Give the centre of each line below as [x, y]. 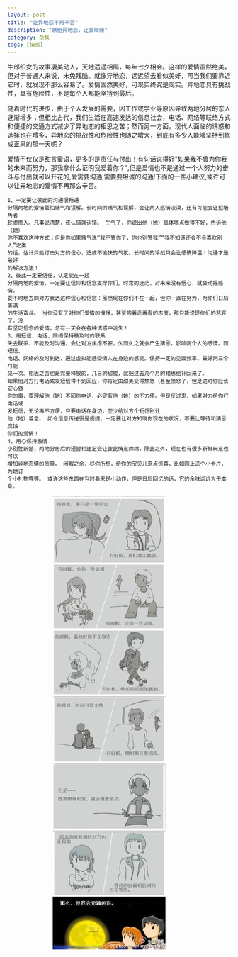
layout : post [27, 15]
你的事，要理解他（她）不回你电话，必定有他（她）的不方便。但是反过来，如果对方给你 [115, 396]
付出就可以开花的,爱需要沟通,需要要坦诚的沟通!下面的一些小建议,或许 [119, 177]
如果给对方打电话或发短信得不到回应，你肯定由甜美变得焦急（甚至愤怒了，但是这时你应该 [118, 381]
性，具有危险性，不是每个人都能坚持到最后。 [73, 94]
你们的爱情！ [23, 434]
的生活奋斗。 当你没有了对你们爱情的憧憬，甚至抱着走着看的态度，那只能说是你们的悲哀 [117, 313]
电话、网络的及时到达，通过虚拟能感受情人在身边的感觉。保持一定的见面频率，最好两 [113, 359]
